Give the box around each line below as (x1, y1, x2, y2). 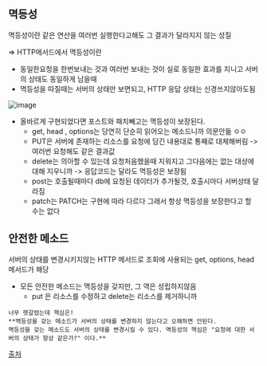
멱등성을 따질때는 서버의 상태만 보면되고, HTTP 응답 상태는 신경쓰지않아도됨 (19, 84, 257, 93)
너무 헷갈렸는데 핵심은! (8, 309, 74, 317)
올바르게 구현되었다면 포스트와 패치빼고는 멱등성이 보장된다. (19, 116, 206, 126)
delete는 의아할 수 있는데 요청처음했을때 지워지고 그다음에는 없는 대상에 (31, 156, 255, 166)
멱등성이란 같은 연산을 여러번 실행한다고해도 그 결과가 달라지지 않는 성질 (8, 30, 232, 40)
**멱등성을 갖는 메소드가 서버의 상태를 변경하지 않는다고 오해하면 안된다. (8, 317, 217, 325)
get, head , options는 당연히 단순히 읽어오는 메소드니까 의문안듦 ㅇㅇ (31, 126, 247, 136)
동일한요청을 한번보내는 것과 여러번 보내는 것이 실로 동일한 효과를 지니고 (19, 64, 244, 73)
